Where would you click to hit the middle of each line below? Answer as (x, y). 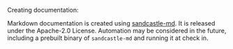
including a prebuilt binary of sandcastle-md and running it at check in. (108, 38)
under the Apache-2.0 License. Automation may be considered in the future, (117, 31)
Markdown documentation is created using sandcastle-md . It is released (111, 23)
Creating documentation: (43, 10)
